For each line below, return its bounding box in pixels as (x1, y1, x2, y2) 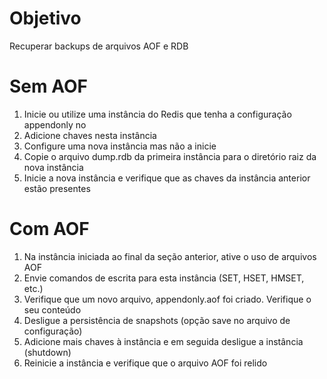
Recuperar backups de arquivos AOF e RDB (9, 40, 189, 52)
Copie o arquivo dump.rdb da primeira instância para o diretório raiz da (23, 150, 317, 162)
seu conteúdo (23, 303, 82, 316)
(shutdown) (23, 346, 72, 358)
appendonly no (23, 118, 87, 131)
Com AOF (9, 218, 90, 241)
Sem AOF (9, 75, 88, 98)
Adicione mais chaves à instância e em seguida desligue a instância (23, 335, 304, 347)
